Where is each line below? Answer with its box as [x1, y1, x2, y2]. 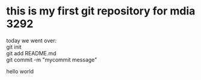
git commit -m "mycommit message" [6, 56, 97, 63]
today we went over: [6, 37, 57, 44]
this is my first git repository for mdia [6, 4, 196, 18]
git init [6, 43, 22, 51]
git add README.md [6, 49, 57, 57]
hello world [6, 67, 34, 75]
